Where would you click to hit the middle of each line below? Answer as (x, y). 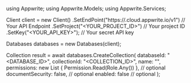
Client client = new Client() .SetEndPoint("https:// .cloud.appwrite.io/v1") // (96, 20)
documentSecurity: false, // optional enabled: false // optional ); (83, 74)
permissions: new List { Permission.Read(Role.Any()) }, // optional (86, 68)
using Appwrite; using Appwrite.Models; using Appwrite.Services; (86, 9)
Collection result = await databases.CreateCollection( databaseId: (86, 55)
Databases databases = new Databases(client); (64, 44)
